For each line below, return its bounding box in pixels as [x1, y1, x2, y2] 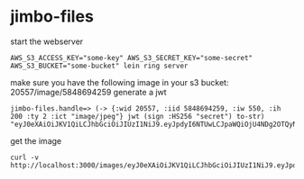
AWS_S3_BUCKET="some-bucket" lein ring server [10, 61, 189, 70]
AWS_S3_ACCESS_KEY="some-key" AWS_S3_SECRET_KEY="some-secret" [10, 53, 253, 62]
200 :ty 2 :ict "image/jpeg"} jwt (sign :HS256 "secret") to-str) [10, 112, 265, 121]
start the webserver [10, 36, 84, 47]
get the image [10, 135, 62, 146]
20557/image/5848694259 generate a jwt [10, 86, 167, 97]
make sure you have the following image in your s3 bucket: [10, 76, 229, 87]
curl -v [10, 153, 40, 162]
